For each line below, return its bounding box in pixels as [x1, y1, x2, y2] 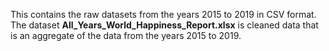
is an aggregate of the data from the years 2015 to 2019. [10, 30, 242, 41]
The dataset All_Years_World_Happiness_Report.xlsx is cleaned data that [10, 19, 319, 31]
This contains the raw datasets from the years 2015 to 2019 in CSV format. [10, 9, 317, 20]
